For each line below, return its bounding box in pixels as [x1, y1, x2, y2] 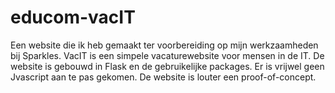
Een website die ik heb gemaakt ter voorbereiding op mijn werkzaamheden [10, 39, 319, 51]
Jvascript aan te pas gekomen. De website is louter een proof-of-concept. [10, 71, 317, 83]
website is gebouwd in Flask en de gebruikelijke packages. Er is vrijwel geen [10, 60, 325, 72]
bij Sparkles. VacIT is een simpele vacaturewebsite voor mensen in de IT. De [10, 49, 325, 61]
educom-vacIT [10, 6, 136, 29]
